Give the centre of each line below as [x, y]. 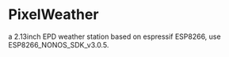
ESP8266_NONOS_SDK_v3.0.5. [59, 44]
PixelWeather [53, 15]
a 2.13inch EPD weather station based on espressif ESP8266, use [114, 36]
